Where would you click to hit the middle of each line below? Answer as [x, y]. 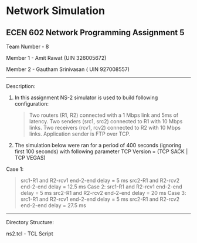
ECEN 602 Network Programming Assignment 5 [95, 33]
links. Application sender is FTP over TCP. [80, 134]
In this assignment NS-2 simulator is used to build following [86, 97]
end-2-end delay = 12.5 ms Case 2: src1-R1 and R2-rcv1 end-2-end [101, 187]
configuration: [31, 104]
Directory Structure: [30, 222]
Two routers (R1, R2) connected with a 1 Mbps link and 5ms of [104, 115]
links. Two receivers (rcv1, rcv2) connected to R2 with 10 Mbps [105, 128]
